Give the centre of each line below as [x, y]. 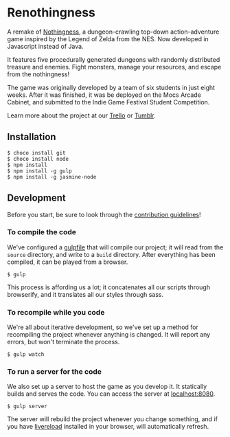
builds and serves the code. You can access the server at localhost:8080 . [111, 394]
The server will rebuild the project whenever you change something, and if [113, 419]
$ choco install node [38, 159]
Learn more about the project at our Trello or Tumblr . [81, 115]
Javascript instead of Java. [45, 46]
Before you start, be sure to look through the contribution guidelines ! [104, 214]
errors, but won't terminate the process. [64, 342]
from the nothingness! [38, 74]
